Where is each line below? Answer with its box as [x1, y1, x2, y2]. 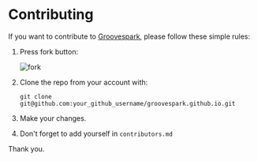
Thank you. [8, 144, 45, 153]
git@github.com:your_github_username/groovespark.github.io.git [19, 99, 236, 107]
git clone [19, 92, 53, 100]
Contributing [8, 6, 94, 24]
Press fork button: [19, 47, 79, 56]
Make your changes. [19, 113, 87, 123]
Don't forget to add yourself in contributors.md [19, 129, 174, 138]
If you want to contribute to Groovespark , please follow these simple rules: [8, 32, 251, 41]
